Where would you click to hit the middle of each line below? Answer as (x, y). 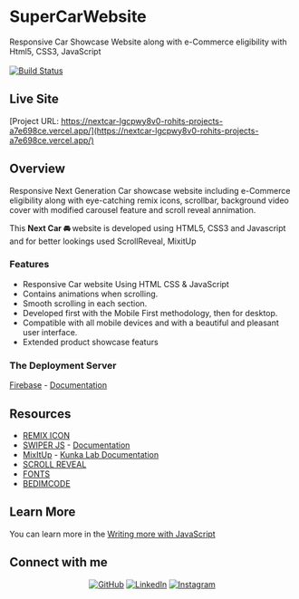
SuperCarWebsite (78, 17)
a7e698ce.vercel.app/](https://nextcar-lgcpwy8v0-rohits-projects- (134, 130)
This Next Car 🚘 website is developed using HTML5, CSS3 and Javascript (148, 227)
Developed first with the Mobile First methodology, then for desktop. (150, 313)
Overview (38, 169)
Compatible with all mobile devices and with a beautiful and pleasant (150, 323)
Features (29, 265)
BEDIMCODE (46, 483)
